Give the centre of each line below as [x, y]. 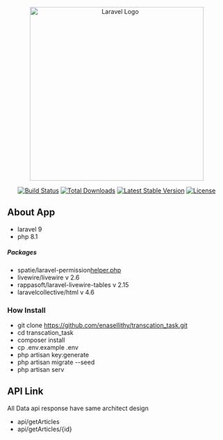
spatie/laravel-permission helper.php [69, 270]
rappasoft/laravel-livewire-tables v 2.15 [73, 284]
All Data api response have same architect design [78, 408]
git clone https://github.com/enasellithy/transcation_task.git [102, 325]
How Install [27, 310]
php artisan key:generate [53, 355]
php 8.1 [27, 236]
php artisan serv [41, 370]
